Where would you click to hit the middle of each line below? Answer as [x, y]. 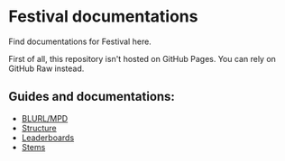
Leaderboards [48, 138]
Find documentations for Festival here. [80, 41]
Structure [39, 128]
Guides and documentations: [92, 97]
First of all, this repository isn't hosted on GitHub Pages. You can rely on [142, 58]
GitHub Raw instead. [46, 68]
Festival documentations [103, 17]
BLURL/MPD [45, 118]
